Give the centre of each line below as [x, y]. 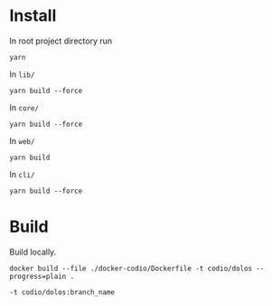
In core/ [24, 107]
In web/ [22, 140]
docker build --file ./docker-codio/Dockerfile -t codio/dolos [131, 268]
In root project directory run [61, 41]
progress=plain [38, 276]
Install [33, 16]
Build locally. [33, 252]
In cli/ [22, 174]
